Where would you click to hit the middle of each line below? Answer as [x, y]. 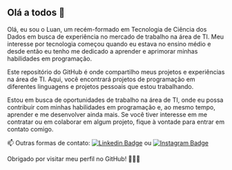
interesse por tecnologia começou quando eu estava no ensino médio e [109, 44]
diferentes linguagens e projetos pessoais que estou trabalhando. [100, 86]
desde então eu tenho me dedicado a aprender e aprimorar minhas [103, 51]
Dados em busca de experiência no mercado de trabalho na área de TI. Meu [116, 36]
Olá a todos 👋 [36, 13]
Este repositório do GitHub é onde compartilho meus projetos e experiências [116, 72]
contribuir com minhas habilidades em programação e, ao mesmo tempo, [112, 107]
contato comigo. [30, 129]
